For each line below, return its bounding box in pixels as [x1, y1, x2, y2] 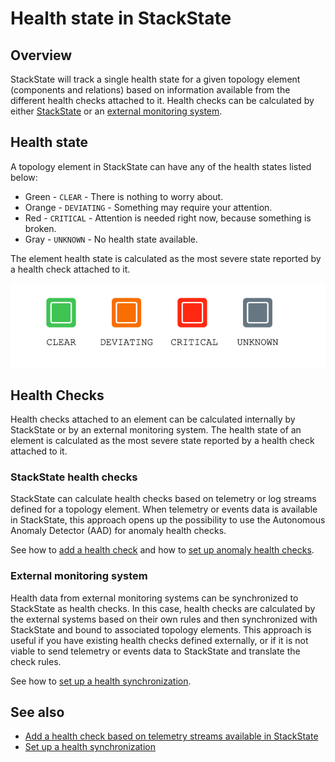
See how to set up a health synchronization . [10, 675, 192, 687]
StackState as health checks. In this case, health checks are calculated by [10, 602, 316, 614]
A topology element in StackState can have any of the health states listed [10, 160, 312, 172]
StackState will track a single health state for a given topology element [10, 73, 301, 85]
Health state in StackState [10, 7, 232, 30]
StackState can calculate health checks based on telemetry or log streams [10, 493, 317, 505]
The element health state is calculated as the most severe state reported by [10, 252, 322, 264]
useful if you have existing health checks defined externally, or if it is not [10, 634, 309, 646]
